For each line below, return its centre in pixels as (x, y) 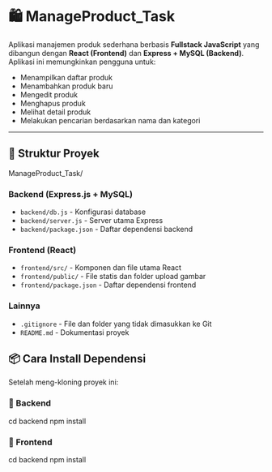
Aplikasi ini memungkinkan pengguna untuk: (82, 62)
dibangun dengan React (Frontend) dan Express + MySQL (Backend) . (126, 53)
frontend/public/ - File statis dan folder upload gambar (113, 277)
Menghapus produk (53, 103)
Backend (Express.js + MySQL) (71, 194)
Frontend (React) (42, 250)
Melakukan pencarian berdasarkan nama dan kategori (110, 120)
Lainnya (24, 306)
